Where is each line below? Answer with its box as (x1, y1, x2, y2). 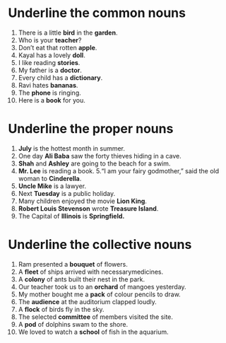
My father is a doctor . (18, 66, 82, 74)
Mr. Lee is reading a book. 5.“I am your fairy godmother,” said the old (18, 166, 220, 175)
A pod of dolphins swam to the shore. (18, 320, 129, 328)
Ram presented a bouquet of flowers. (18, 260, 128, 268)
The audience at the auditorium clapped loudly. (18, 297, 157, 306)
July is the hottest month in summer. (18, 144, 126, 153)
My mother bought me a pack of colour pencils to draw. (18, 290, 181, 298)
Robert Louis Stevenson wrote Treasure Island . (18, 204, 159, 213)
